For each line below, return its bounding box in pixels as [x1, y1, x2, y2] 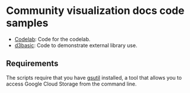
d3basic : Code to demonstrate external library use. [14, 42, 137, 49]
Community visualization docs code [6, 4, 185, 17]
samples [6, 16, 49, 30]
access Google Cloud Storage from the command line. [6, 80, 137, 87]
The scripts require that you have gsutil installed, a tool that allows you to [6, 74, 182, 81]
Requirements [6, 59, 58, 69]
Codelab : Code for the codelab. [14, 35, 91, 42]
